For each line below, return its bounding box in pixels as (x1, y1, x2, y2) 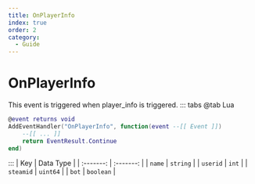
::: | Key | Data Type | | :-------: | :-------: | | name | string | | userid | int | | (8, 158, 248, 168)
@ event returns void (8, 115, 76, 124)
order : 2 (8, 26, 37, 34)
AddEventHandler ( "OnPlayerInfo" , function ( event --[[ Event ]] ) (8, 122, 222, 130)
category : (8, 33, 41, 41)
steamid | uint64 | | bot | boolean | (8, 167, 116, 176)
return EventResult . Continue (22, 137, 117, 145)
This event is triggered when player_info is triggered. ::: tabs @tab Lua (8, 100, 235, 110)
